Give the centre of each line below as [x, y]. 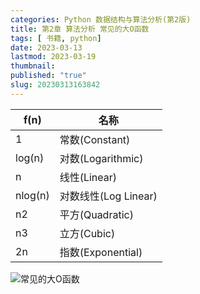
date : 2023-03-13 [46, 47]
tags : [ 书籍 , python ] [56, 38]
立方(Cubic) [87, 233]
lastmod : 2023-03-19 [53, 57]
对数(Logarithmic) [101, 158]
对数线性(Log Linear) [108, 196]
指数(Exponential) [101, 252]
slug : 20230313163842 [55, 85]
